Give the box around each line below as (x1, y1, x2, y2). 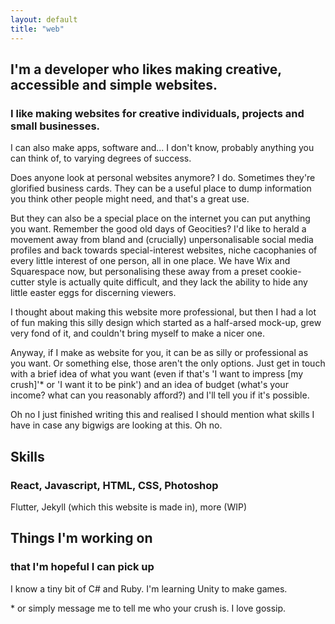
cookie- (269, 266, 302, 278)
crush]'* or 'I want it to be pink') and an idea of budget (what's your (10, 379, 289, 391)
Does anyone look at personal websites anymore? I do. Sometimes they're (10, 172, 316, 184)
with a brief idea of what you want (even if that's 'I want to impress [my (10, 368, 304, 380)
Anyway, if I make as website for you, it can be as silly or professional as (10, 347, 309, 359)
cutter (10, 276, 35, 288)
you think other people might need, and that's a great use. (10, 193, 250, 205)
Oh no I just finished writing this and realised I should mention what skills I (10, 409, 315, 421)
